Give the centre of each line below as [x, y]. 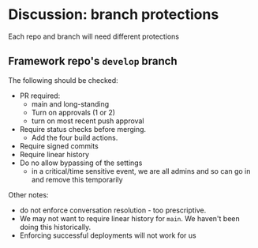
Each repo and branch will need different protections [94, 36]
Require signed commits [59, 146]
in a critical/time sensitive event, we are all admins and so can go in [141, 171]
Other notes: [28, 194]
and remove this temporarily [77, 179]
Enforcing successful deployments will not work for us [108, 235]
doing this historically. [55, 227]
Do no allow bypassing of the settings [81, 163]
